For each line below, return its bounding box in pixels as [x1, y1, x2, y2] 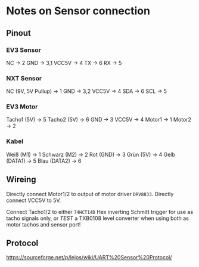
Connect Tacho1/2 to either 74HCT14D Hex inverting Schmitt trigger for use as [6, 208, 194, 215]
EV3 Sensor [6, 46, 42, 54]
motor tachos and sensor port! [6, 221, 81, 228]
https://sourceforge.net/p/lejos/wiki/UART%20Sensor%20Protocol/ [6, 254, 172, 261]
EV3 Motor [6, 103, 38, 111]
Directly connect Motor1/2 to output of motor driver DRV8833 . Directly [6, 190, 174, 197]
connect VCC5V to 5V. [6, 197, 61, 204]
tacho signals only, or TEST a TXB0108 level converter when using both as [6, 215, 189, 222]
